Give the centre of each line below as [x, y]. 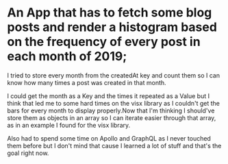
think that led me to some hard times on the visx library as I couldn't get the [114, 103]
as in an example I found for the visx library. [69, 125]
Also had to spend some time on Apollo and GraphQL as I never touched [109, 138]
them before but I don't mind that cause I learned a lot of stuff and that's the [114, 145]
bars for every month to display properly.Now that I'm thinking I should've [111, 110]
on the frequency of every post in [104, 42]
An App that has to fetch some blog [110, 13]
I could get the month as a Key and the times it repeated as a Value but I [109, 96]
